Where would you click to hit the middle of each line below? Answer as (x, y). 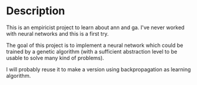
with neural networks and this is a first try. (57, 33)
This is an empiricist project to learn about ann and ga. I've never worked (96, 27)
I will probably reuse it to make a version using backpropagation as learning (99, 69)
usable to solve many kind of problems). (55, 58)
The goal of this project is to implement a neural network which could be (95, 45)
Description (36, 11)
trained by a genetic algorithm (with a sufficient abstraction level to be (92, 51)
